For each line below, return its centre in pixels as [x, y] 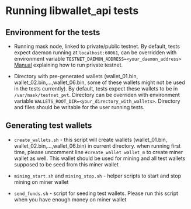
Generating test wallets [49, 126]
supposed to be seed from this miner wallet [66, 164]
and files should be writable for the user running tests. [79, 107]
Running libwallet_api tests [72, 11]
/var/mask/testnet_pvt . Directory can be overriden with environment [97, 95]
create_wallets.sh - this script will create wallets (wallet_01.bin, [91, 140]
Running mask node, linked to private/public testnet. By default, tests [97, 46]
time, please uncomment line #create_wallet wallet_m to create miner [98, 152]
